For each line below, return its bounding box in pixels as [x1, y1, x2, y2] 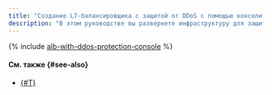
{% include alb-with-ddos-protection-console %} [8, 41, 173, 51]
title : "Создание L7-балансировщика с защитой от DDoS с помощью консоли [8, 11, 263, 20]
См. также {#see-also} [8, 60, 89, 69]
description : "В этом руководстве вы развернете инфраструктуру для [8, 19, 244, 27]
